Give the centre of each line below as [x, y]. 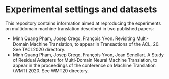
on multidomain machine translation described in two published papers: [80, 28]
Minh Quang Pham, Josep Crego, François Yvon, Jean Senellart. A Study [88, 55]
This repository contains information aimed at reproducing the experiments [83, 23]
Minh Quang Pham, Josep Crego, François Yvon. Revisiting [74, 38]
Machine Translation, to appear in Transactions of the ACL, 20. [95, 44]
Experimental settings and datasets [81, 9]
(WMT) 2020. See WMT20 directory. [51, 71]
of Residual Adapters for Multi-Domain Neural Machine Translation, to [85, 60]
